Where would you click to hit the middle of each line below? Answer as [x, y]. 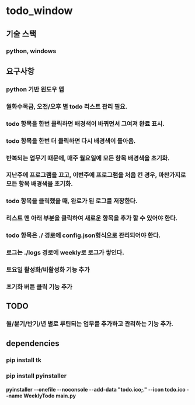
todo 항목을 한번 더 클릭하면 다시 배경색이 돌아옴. [71, 140]
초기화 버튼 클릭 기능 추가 [39, 287]
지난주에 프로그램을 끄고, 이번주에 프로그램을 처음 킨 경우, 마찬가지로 [96, 175]
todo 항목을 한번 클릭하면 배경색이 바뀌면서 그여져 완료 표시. [85, 123]
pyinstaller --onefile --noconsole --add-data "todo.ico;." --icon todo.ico [96, 390]
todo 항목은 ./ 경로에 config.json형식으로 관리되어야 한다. [83, 235]
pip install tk [24, 360]
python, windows [31, 51]
